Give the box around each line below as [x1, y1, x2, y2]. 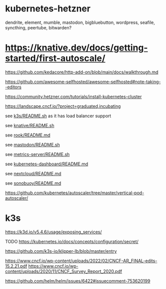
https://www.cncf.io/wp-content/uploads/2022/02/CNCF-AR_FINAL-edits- [5, 258, 158, 264]
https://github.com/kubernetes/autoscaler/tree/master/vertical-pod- [5, 190, 145, 196]
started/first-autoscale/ [5, 53, 106, 64]
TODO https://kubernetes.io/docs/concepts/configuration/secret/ [5, 238, 139, 244]
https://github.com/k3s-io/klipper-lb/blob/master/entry [5, 248, 117, 254]
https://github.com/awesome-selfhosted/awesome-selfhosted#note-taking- [5, 78, 161, 84]
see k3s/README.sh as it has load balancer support [5, 113, 111, 119]
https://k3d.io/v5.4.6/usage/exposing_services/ [5, 229, 102, 235]
